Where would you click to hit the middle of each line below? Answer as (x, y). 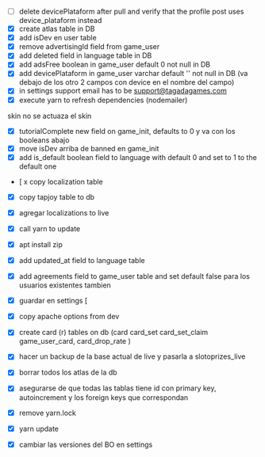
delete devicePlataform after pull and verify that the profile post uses (131, 11)
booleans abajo (44, 140)
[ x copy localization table (61, 181)
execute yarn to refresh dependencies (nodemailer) (103, 100)
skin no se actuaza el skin (50, 116)
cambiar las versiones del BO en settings (86, 444)
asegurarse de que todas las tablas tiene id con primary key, (117, 388)
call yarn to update (50, 228)
